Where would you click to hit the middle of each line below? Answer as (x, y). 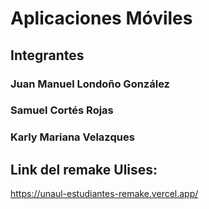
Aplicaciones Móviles (101, 18)
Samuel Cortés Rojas (62, 110)
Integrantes (47, 55)
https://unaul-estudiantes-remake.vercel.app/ (104, 194)
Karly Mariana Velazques (72, 137)
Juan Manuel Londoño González (90, 84)
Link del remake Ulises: (84, 169)
